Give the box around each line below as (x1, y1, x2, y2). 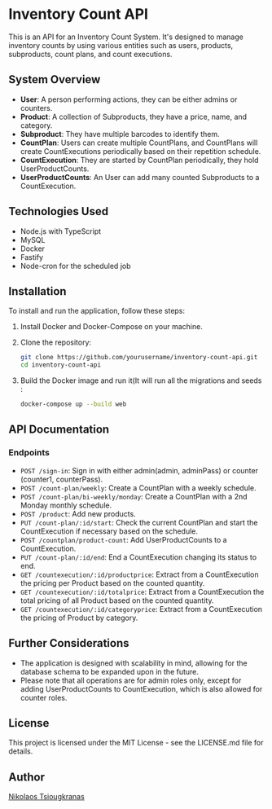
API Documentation (8, 423, 110, 437)
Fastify (20, 252, 43, 262)
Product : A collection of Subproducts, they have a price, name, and (20, 112, 247, 121)
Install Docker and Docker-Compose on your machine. (20, 322, 204, 332)
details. (8, 746, 33, 756)
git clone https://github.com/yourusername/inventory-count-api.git (20, 354, 258, 362)
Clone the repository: (20, 337, 92, 347)
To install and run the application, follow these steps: (8, 306, 186, 316)
